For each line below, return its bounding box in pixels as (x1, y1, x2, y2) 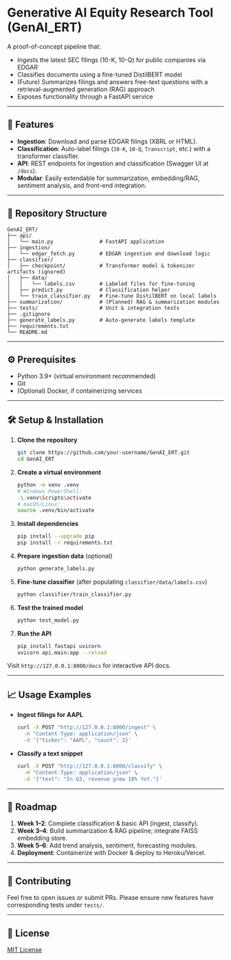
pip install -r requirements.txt (16, 540, 113, 547)
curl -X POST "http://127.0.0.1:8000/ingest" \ (16, 724, 156, 731)
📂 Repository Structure (7, 208, 107, 219)
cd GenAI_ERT (16, 455, 55, 463)
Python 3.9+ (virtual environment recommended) (16, 372, 156, 380)
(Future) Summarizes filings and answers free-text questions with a (16, 77, 208, 86)
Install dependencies (16, 520, 79, 528)
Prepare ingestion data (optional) (16, 552, 113, 560)
